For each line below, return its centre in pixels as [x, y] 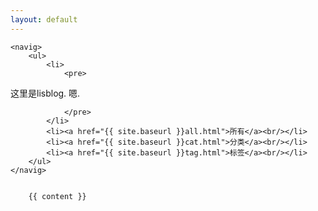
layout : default [44, 19]
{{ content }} [57, 196]
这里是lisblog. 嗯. [45, 93]
